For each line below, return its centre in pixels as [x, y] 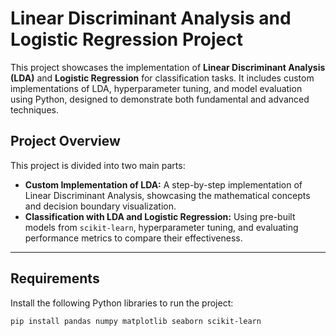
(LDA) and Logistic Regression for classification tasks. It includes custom [162, 78]
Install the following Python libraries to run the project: [122, 303]
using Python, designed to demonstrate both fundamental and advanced [160, 99]
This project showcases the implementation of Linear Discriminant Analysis [168, 67]
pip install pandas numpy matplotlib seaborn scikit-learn [136, 321]
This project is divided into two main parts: [98, 165]
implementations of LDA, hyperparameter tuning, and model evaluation [156, 88]
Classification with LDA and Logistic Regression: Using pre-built [160, 216]
